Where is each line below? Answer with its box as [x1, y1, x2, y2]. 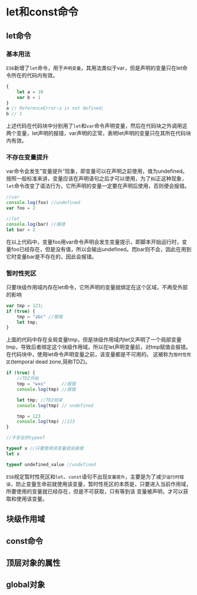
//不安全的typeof [6, 435, 45, 441]
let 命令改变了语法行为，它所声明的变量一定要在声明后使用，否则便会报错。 [6, 182, 190, 189]
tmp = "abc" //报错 [17, 314, 63, 320]
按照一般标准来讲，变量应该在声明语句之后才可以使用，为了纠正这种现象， [6, 175, 187, 182]
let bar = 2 [6, 226, 35, 233]
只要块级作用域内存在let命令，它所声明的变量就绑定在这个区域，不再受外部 [6, 284, 188, 291]
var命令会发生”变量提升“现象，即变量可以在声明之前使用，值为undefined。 [6, 167, 188, 175]
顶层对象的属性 [6, 558, 61, 568]
